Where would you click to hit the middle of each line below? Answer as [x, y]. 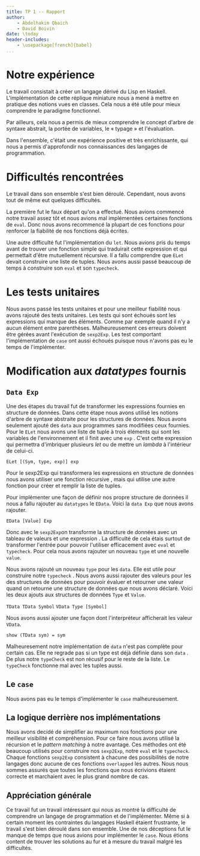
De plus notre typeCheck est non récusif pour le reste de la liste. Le [88, 659]
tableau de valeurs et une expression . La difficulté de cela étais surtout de [98, 538]
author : [16, 17]
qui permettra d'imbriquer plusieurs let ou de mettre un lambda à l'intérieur [99, 444]
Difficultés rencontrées [65, 177]
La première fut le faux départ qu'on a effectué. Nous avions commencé [95, 212]
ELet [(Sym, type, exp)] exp [43, 462]
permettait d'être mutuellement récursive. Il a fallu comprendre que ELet [95, 255]
